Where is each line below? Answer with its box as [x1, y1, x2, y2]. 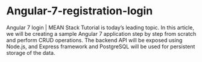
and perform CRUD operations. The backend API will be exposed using [6, 36, 183, 44]
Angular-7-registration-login [6, 4, 153, 18]
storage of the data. [6, 49, 55, 56]
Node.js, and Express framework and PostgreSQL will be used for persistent [6, 43, 195, 50]
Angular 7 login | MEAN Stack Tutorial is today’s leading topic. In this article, [6, 24, 195, 31]
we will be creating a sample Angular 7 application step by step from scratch [6, 30, 197, 37]
